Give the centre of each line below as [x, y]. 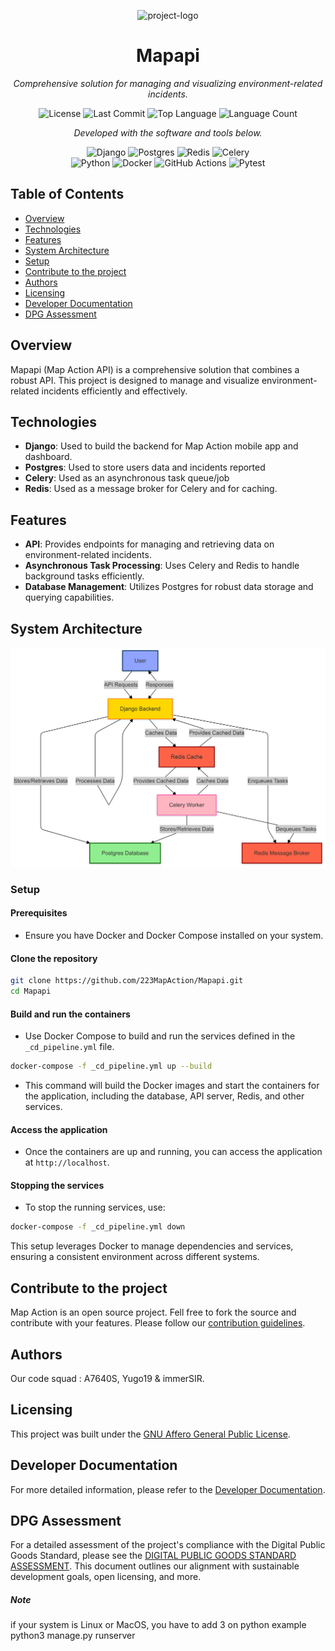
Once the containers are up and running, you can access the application [173, 1152]
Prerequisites [39, 913]
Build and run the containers [70, 1014]
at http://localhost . [67, 1162]
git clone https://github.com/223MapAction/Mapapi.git [127, 981]
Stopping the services [57, 1185]
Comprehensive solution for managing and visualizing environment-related [168, 83]
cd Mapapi [31, 991]
